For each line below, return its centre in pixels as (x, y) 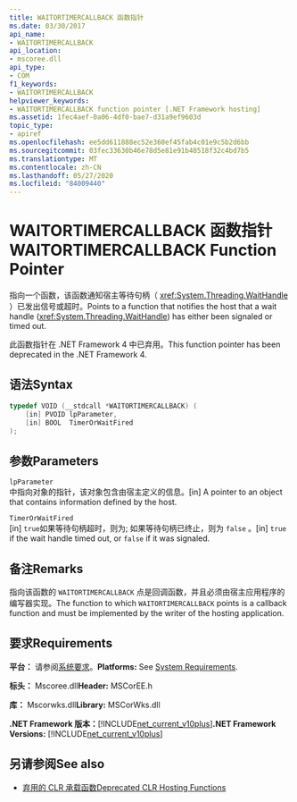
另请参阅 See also (57, 764)
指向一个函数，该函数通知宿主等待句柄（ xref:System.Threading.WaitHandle (148, 295)
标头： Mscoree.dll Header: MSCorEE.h (81, 686)
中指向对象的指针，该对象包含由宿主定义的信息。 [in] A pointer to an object (146, 492)
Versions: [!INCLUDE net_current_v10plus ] (86, 733)
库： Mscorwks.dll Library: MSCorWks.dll (85, 705)
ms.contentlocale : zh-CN (55, 167)
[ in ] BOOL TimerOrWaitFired (79, 422)
